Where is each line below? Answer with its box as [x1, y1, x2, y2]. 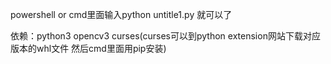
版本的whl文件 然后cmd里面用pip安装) [10, 43, 167, 54]
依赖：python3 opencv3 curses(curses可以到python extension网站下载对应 [10, 30, 321, 42]
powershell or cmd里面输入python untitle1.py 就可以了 [10, 9, 233, 20]
